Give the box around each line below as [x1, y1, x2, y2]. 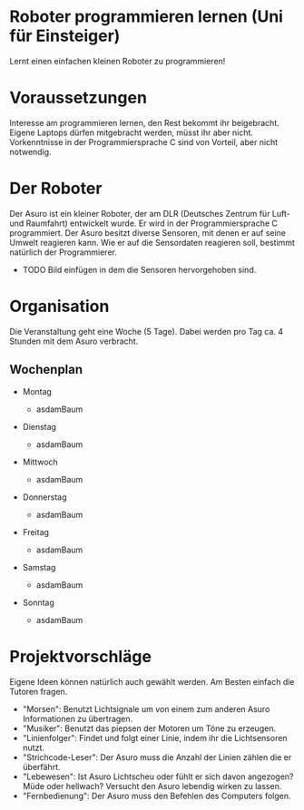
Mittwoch [22, 456, 59, 467]
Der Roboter [9, 179, 103, 199]
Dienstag [22, 421, 57, 432]
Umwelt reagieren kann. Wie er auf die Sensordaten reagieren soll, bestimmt [9, 237, 295, 248]
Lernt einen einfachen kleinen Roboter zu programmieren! [9, 55, 226, 66]
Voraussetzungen [9, 88, 148, 108]
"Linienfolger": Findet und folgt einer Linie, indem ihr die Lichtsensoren [22, 732, 288, 743]
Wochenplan [9, 362, 83, 377]
